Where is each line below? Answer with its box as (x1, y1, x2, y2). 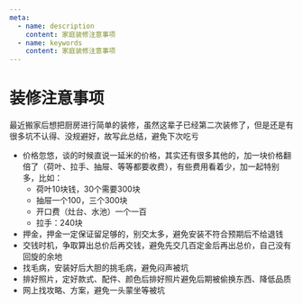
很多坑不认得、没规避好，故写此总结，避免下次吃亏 (9, 131, 199, 142)
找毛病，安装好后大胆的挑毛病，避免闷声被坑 (22, 263, 189, 273)
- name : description (17, 22, 95, 31)
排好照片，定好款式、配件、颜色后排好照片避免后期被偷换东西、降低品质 (22, 273, 291, 284)
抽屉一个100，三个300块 (35, 195, 128, 206)
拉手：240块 (35, 218, 83, 228)
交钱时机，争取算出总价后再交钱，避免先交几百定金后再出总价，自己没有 (22, 240, 291, 251)
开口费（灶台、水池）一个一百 (35, 206, 147, 217)
